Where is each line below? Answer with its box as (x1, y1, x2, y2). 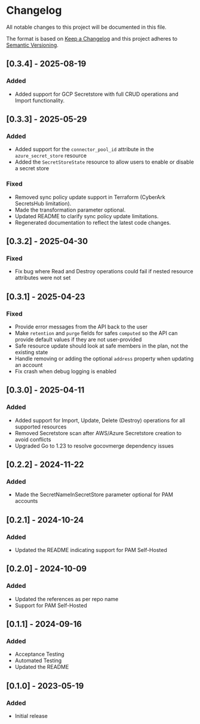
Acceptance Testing (14, 651, 64, 658)
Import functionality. (14, 96, 64, 104)
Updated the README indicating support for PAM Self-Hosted (14, 547, 167, 554)
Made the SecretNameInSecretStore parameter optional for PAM (14, 491, 173, 498)
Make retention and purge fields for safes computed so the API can (14, 329, 178, 336)
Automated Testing (14, 657, 62, 664)
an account (14, 361, 43, 369)
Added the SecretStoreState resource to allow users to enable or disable (14, 158, 194, 165)
